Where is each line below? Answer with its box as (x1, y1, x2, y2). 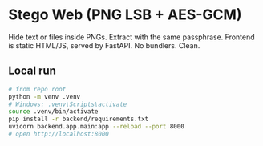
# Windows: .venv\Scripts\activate (8, 100, 127, 108)
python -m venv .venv (8, 92, 81, 101)
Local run (8, 64, 56, 78)
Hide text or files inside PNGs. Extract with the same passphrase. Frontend (8, 32, 255, 42)
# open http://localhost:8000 (8, 130, 110, 138)
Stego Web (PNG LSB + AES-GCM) (8, 6, 242, 24)
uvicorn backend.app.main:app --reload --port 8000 (8, 123, 184, 131)
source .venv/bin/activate (8, 107, 99, 116)
